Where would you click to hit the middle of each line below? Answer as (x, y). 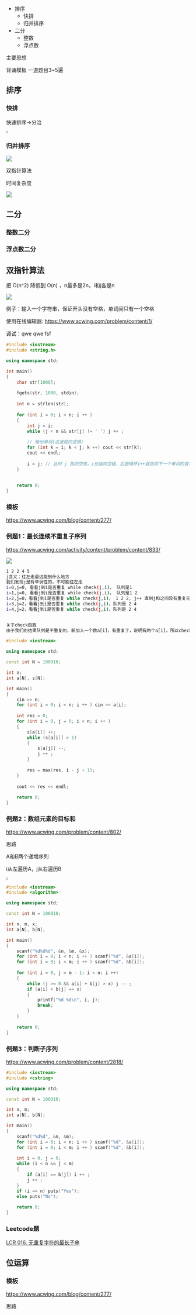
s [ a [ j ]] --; (52, 748)
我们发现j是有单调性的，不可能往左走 (44, 582)
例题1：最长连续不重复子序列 (46, 536)
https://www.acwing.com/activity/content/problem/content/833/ (83, 549)
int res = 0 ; (32, 716)
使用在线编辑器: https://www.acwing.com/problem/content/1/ (79, 321)
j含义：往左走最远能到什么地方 (38, 577)
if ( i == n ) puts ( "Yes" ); (48, 1191)
